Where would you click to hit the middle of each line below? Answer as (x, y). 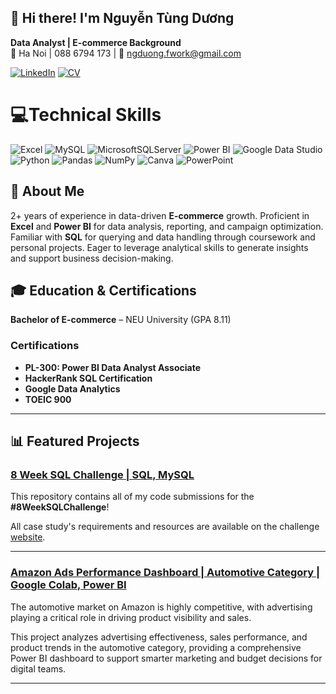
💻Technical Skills (86, 115)
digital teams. (38, 668)
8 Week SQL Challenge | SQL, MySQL (102, 474)
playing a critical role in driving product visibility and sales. (131, 617)
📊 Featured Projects (75, 441)
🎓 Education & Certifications (103, 290)
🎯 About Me (47, 191)
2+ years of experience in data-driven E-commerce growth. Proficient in (160, 215)
